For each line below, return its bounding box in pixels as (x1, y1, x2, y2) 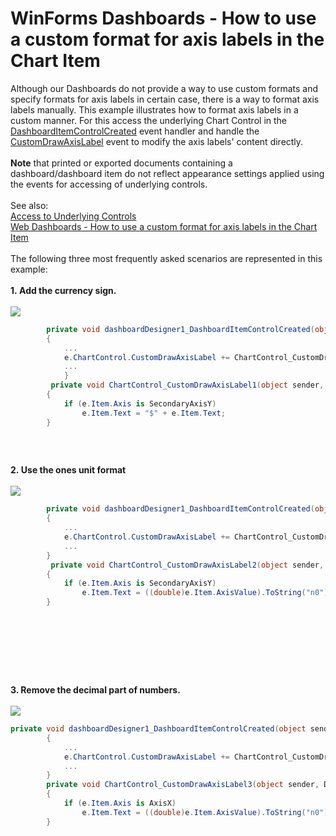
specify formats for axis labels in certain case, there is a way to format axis (10, 93, 320, 105)
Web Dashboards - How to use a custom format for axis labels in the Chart (10, 220, 318, 232)
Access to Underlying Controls (10, 210, 137, 222)
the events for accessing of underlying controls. (10, 178, 208, 190)
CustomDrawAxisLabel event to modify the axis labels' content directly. (10, 135, 304, 147)
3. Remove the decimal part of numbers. (10, 684, 181, 696)
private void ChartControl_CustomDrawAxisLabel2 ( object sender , (50, 560, 325, 570)
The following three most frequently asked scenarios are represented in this (10, 252, 323, 264)
